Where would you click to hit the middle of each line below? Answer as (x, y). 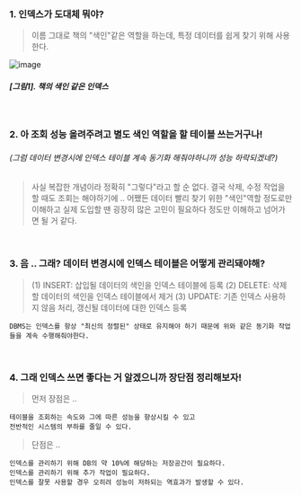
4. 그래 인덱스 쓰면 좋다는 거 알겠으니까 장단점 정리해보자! (126, 377)
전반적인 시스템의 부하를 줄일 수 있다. (71, 427)
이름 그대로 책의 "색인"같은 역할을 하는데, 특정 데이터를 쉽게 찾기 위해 (152, 35)
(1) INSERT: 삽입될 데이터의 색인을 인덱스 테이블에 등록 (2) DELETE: (151, 285)
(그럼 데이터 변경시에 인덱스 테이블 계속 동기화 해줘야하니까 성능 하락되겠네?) (144, 157)
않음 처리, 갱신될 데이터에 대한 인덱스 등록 (114, 307)
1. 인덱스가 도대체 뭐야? (57, 13)
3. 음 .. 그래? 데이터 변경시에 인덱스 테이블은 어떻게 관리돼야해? (137, 264)
